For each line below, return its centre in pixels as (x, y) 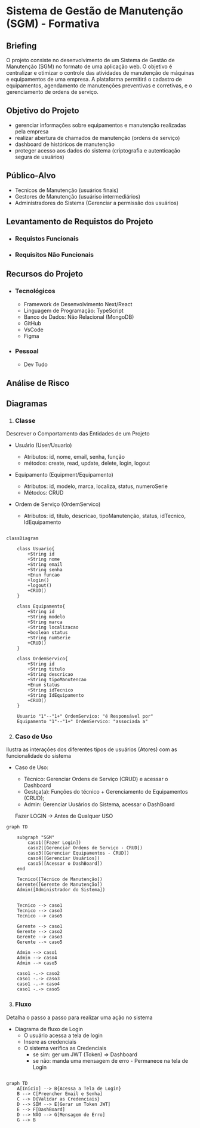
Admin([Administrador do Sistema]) (61, 890)
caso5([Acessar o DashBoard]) (65, 864)
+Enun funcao (44, 575)
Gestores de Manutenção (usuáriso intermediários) (78, 196)
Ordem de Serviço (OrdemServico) (58, 504)
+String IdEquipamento (56, 695)
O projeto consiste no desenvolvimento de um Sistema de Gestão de (90, 60)
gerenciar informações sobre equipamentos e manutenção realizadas (100, 125)
